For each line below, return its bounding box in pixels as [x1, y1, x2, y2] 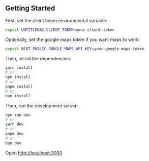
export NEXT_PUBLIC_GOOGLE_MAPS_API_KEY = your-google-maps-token [5, 46, 144, 51]
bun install [5, 93, 31, 98]
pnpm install [5, 84, 33, 89]
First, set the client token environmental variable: [5, 17, 108, 23]
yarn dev [5, 122, 24, 127]
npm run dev [5, 112, 31, 117]
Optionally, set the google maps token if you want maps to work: [5, 36, 140, 43]
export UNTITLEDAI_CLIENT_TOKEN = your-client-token [5, 27, 115, 32]
